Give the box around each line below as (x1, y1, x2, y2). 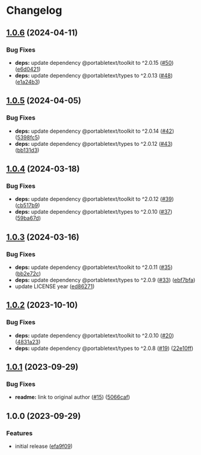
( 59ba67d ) (14, 214, 41, 222)
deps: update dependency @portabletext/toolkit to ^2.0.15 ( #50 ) (14, 59, 174, 66)
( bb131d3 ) (14, 146, 40, 154)
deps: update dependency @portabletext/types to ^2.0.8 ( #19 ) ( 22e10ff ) (14, 345, 194, 352)
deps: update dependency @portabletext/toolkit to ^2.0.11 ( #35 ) (14, 264, 173, 271)
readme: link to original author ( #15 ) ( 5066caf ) (14, 394, 130, 401)
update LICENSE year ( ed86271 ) (14, 283, 95, 290)
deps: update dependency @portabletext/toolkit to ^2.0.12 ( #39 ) (14, 196, 174, 203)
